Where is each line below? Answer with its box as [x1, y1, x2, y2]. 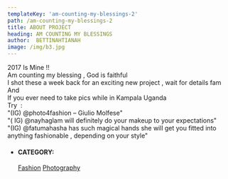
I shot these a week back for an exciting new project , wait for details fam [7, 78, 222, 86]
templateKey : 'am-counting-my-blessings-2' [7, 10, 139, 18]
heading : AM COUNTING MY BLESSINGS [7, 30, 113, 38]
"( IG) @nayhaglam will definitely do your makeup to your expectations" [7, 116, 217, 125]
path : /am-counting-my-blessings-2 [7, 17, 113, 24]
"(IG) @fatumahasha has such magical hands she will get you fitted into [7, 124, 217, 132]
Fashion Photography [17, 163, 80, 172]
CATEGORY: [17, 148, 55, 156]
